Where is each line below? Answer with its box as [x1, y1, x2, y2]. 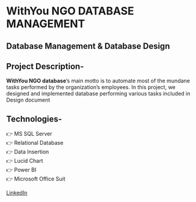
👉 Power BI [6, 167, 37, 174]
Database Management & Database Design [6, 41, 170, 51]
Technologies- [6, 114, 62, 124]
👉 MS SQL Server [6, 130, 52, 138]
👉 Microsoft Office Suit [6, 176, 66, 183]
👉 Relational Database [6, 139, 64, 147]
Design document [6, 96, 51, 103]
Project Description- [6, 61, 84, 72]
